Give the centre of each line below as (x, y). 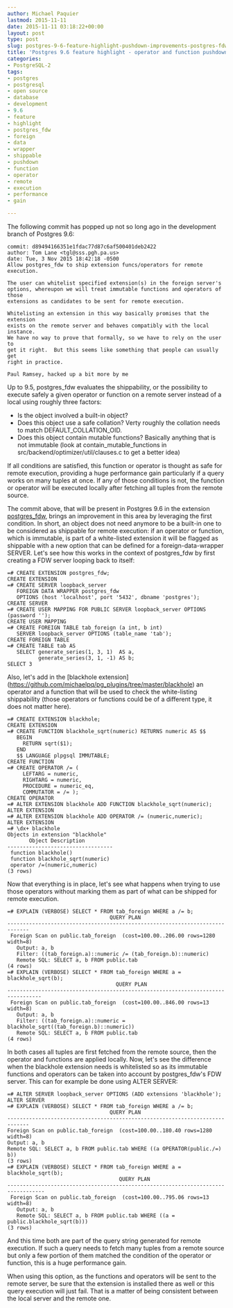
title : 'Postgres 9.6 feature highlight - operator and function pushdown (118, 53)
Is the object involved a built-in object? (72, 415)
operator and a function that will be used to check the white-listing (102, 692)
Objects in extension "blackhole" (57, 835)
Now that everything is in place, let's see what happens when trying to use (114, 884)
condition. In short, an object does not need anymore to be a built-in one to (114, 523)
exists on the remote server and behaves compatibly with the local (108, 326)
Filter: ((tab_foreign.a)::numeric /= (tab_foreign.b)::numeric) (113, 954)
